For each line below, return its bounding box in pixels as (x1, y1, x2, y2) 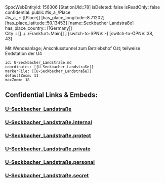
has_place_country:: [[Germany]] (5, 25, 73, 31)
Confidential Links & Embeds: (5, 91, 98, 99)
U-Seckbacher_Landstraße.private (5, 145, 91, 152)
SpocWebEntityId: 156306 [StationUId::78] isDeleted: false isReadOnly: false (5, 4, 160, 10)
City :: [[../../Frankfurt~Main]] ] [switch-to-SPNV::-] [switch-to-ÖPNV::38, (5, 31, 154, 36)
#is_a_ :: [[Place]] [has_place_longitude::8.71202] (5, 15, 105, 20)
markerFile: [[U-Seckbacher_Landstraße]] (5, 69, 92, 74)
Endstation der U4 (5, 50, 42, 56)
